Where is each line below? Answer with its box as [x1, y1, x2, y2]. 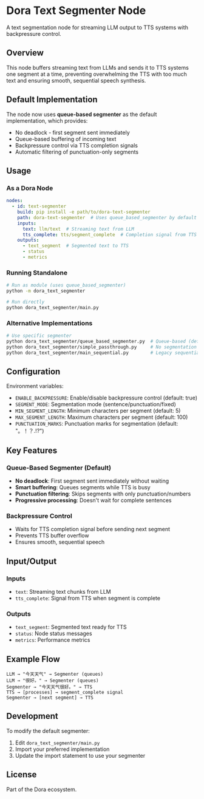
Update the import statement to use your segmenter [15, 752, 146, 759]
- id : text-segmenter [12, 203, 67, 209]
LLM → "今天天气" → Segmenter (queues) [6, 671, 104, 678]
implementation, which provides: [6, 117, 88, 124]
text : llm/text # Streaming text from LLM [22, 226, 135, 232]
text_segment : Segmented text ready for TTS [15, 624, 127, 631]
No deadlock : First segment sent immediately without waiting [15, 477, 169, 484]
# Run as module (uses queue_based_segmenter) [6, 282, 126, 288]
